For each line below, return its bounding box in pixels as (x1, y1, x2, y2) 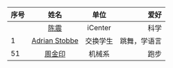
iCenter (87, 23, 111, 32)
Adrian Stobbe (31, 36, 79, 45)
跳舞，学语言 (120, 36, 162, 45)
